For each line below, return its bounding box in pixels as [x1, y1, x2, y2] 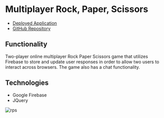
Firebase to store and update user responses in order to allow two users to [5, 59, 159, 65]
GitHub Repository [12, 25, 51, 31]
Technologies [5, 79, 49, 87]
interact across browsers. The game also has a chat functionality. [5, 64, 140, 70]
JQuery [12, 97, 29, 103]
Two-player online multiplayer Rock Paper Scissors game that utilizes [5, 53, 148, 59]
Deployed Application [12, 20, 57, 26]
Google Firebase [12, 92, 47, 98]
